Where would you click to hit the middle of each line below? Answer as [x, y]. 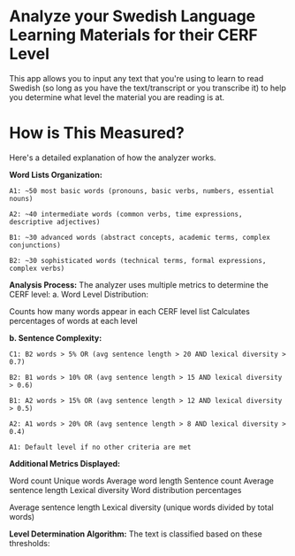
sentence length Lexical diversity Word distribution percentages [125, 490]
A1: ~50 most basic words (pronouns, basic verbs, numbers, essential [142, 191]
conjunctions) [35, 245]
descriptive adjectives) [55, 222]
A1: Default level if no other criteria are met [100, 447]
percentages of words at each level [74, 320]
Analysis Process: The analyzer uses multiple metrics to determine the [139, 284]
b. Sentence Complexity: [56, 337]
